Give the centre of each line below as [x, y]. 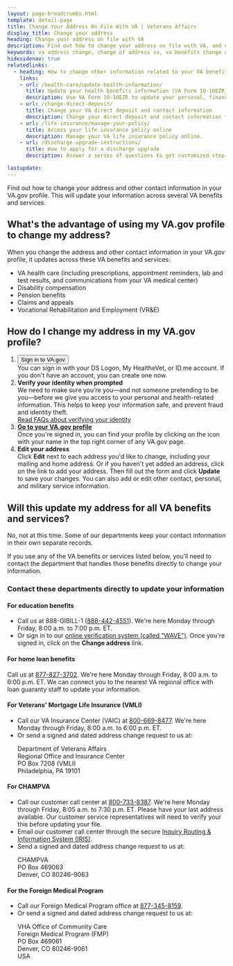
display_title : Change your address [60, 33]
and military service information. [63, 486]
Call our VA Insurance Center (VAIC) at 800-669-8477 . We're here [112, 720]
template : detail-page [40, 20]
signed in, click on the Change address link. [80, 643]
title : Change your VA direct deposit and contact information [119, 110]
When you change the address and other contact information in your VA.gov [116, 252]
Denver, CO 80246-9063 [53, 874]
